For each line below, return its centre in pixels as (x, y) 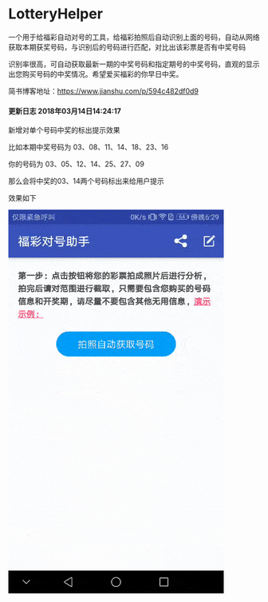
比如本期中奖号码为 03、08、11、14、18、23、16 (89, 147)
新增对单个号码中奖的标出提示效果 (64, 130)
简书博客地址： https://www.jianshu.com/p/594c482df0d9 (104, 91)
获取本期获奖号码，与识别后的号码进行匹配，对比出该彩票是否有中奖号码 (127, 47)
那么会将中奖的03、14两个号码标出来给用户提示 (87, 181)
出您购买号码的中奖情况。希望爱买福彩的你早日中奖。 (96, 74)
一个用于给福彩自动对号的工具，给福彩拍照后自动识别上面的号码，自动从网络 (134, 37)
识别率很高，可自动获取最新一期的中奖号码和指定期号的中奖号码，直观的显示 (134, 64)
